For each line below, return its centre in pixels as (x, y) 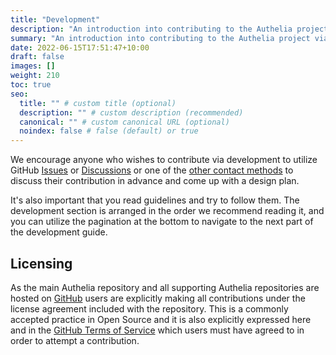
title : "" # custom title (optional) (98, 103)
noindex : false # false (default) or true (109, 131)
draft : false (37, 57)
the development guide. (59, 232)
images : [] (33, 66)
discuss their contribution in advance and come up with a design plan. (155, 181)
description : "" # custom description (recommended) (131, 112)
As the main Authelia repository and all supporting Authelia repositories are (165, 287)
